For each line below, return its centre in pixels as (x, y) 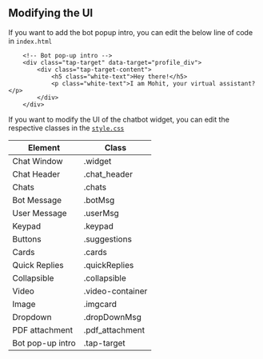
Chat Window (38, 161)
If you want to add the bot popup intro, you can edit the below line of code (131, 32)
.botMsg (99, 200)
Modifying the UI (51, 13)
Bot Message (37, 200)
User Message (40, 213)
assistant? (237, 83)
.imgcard (100, 304)
